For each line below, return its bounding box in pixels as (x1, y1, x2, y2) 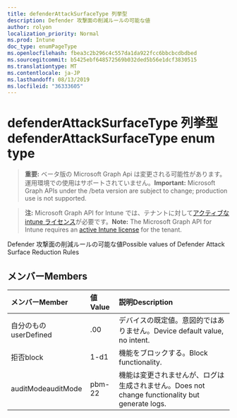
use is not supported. (24, 194, 87, 203)
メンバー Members (7, 270, 88, 282)
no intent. (119, 335, 150, 345)
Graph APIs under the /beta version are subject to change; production (24, 186, 228, 195)
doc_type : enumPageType (7, 43, 78, 50)
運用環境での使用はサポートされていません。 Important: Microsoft (24, 179, 216, 187)
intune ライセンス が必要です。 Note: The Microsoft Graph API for (24, 217, 212, 226)
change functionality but (119, 390, 200, 400)
